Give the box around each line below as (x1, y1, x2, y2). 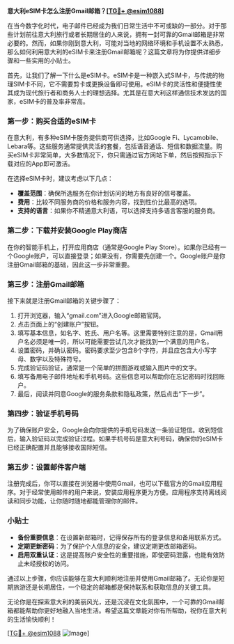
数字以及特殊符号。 (29, 354, 85, 363)
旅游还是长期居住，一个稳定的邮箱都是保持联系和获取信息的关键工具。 (13, 583, 214, 591)
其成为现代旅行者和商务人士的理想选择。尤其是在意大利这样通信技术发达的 (7, 88, 221, 97)
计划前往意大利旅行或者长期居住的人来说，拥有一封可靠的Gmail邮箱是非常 (13, 31, 225, 38)
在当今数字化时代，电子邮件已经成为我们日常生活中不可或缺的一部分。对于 (7, 22, 221, 30)
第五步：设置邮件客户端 (7, 462, 86, 472)
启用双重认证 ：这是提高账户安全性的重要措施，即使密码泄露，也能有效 (17, 550, 219, 559)
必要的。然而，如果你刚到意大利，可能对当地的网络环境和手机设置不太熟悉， (7, 39, 227, 47)
